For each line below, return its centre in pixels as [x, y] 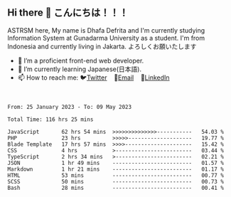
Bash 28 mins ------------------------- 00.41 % [116, 188]
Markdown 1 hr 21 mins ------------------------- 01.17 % [116, 169]
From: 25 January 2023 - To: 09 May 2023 [70, 107]
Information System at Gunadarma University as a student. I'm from [106, 38]
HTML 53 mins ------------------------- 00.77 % [116, 175]
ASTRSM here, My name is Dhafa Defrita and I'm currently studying [106, 30]
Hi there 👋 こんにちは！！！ [68, 13]
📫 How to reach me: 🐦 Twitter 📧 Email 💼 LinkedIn [93, 78]
